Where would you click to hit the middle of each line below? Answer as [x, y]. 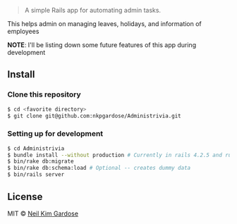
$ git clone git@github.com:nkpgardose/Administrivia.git [94, 116]
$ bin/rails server [36, 175]
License [25, 197]
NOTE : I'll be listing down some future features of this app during [102, 45]
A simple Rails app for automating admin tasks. [92, 10]
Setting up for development [55, 134]
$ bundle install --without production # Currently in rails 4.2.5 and [115, 155]
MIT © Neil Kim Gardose [43, 213]
